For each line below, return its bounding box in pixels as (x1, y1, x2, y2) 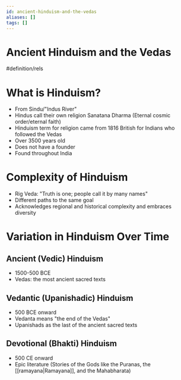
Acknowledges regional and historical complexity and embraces (14, 203, 172, 210)
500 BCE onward (14, 309, 57, 316)
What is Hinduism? (6, 86, 101, 99)
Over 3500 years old (14, 137, 65, 145)
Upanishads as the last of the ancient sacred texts (14, 322, 138, 328)
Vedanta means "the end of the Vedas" (14, 315, 111, 322)
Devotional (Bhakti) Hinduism (6, 338, 118, 348)
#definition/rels (6, 65, 43, 72)
